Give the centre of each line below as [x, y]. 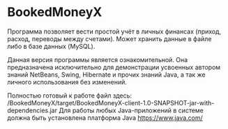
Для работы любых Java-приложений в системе [131, 110]
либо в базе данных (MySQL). [51, 46]
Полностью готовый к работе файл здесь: [70, 96]
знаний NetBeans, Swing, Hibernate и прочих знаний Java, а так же [106, 75]
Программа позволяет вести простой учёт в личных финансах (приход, [114, 31]
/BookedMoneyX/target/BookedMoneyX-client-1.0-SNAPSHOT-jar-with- [111, 103]
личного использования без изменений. [67, 82]
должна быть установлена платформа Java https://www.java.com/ [105, 117]
